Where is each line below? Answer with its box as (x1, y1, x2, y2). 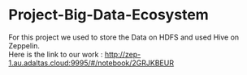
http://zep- (104, 49, 141, 59)
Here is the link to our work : (8, 49, 103, 59)
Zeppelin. (8, 40, 41, 50)
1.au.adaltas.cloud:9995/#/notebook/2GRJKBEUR (8, 58, 175, 68)
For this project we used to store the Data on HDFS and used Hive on (8, 32, 240, 42)
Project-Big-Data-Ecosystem (8, 6, 209, 24)
